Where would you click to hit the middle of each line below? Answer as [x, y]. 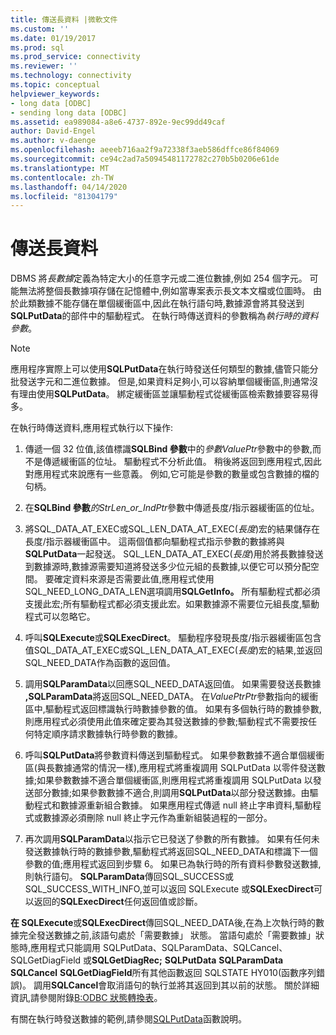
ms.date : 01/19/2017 [53, 38]
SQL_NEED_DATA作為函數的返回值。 [100, 663]
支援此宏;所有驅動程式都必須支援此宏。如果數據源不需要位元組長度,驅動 [172, 604]
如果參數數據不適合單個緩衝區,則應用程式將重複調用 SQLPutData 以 [174, 780]
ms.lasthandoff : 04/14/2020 [69, 187]
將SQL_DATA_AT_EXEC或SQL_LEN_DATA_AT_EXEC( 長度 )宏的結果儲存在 [172, 529]
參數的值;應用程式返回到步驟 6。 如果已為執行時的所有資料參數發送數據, [173, 864]
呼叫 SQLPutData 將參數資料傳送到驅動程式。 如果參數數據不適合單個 [166, 755]
